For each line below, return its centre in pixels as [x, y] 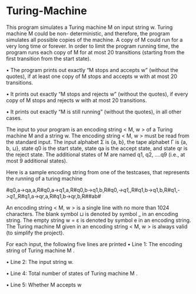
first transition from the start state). [49, 58]
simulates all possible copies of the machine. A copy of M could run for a [94, 40]
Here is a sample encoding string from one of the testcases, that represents [98, 172]
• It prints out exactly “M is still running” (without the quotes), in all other [94, 112]
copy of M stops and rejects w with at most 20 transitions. [77, 100]
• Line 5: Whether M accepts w [44, 285]
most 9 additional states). [37, 161]
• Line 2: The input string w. [40, 262]
